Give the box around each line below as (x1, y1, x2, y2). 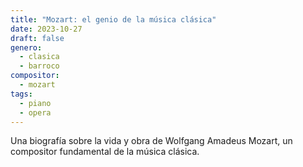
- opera (19, 107, 52, 118)
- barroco (19, 61, 60, 71)
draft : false (10, 33, 65, 43)
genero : (10, 42, 43, 53)
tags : (10, 89, 33, 99)
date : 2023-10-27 (10, 24, 83, 34)
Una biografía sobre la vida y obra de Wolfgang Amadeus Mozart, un (10, 135, 293, 147)
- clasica (19, 52, 60, 62)
